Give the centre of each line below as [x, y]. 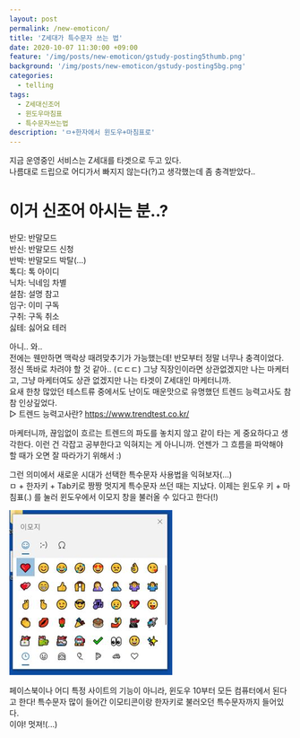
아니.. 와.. [26, 347]
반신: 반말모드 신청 [42, 249]
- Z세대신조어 [39, 104]
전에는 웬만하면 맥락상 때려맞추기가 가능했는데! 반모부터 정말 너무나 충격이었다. [147, 358]
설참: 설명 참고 [34, 294]
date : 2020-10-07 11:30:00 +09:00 [74, 48]
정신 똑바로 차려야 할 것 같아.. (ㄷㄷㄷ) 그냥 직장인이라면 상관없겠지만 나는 [137, 369]
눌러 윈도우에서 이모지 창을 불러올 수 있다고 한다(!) [131, 497]
